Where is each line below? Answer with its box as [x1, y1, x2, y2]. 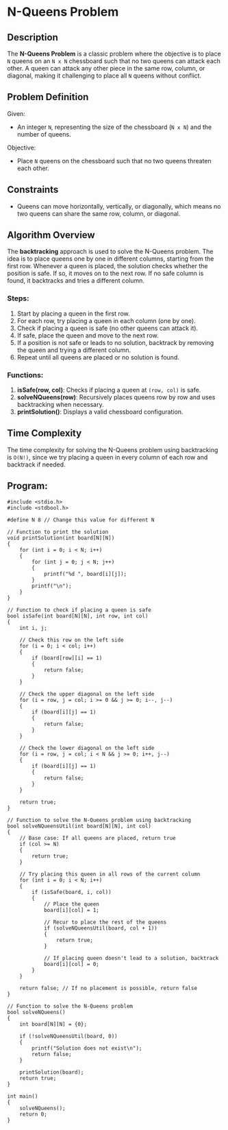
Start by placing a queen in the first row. [16, 309, 130, 318]
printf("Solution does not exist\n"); [31, 1044, 142, 1052]
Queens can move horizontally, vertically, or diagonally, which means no [16, 202, 221, 210]
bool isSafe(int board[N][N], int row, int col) [7, 612, 149, 620]
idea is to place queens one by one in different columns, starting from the [7, 255, 214, 263]
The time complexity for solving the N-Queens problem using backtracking [7, 445, 218, 454]
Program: [7, 480, 48, 492]
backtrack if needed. [7, 460, 66, 469]
